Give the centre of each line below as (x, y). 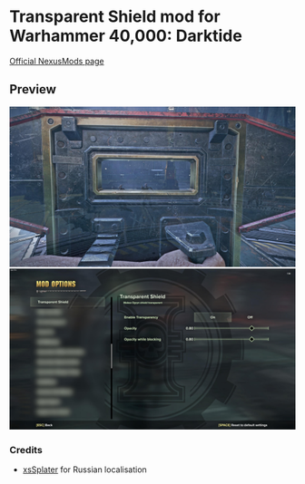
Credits (26, 450)
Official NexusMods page (57, 61)
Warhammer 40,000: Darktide (126, 36)
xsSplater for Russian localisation (84, 469)
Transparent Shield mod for (115, 17)
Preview (33, 89)
